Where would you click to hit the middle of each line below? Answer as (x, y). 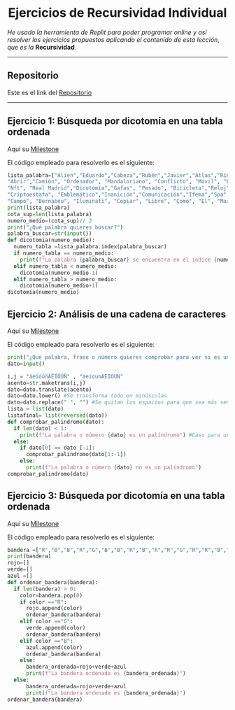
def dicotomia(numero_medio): (51, 240)
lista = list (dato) (36, 409)
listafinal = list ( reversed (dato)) (58, 416)
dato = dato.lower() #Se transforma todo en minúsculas (87, 396)
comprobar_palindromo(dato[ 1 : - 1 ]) (76, 455)
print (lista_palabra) (39, 208)
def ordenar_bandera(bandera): (53, 582)
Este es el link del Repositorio (50, 92)
